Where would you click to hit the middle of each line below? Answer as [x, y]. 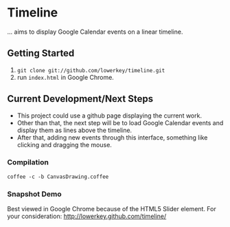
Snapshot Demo [34, 194]
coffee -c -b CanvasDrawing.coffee [58, 177]
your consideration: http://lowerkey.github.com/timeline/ [87, 216]
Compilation [28, 162]
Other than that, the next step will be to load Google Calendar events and [120, 122]
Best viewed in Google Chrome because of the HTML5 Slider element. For [112, 209]
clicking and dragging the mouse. [64, 144]
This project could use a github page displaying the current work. [110, 116]
